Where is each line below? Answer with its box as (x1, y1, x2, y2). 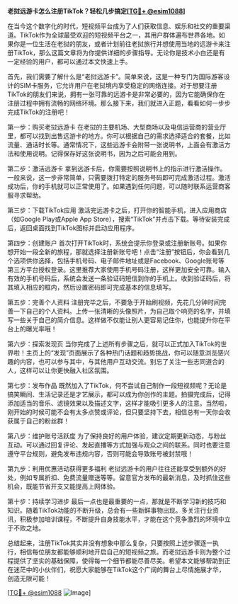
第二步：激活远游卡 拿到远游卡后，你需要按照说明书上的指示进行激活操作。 (7, 164, 227, 173)
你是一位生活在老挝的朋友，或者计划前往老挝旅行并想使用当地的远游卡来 (13, 40, 225, 48)
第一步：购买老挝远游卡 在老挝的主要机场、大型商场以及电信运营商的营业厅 (7, 123, 227, 131)
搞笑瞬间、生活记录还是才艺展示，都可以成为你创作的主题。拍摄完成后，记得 (7, 390, 231, 399)
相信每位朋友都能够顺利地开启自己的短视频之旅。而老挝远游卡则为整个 (19, 548, 225, 556)
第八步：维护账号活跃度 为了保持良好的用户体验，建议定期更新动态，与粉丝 (7, 432, 227, 440)
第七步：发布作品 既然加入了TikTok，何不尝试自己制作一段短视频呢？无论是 (7, 382, 227, 389)
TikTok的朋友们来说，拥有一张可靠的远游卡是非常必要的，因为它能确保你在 (7, 90, 225, 98)
